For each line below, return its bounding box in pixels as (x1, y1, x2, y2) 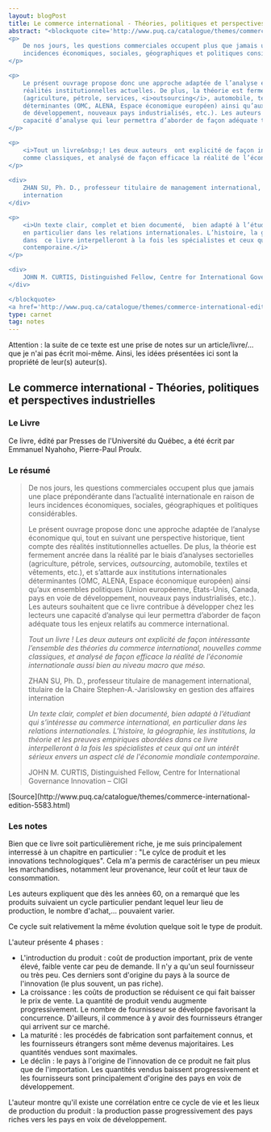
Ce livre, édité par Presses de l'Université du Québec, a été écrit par (8, 436, 236, 446)
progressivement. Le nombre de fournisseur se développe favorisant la (19, 1004, 256, 1015)
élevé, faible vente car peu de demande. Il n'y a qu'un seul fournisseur (19, 961, 255, 971)
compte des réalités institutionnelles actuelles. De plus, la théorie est (27, 542, 256, 551)
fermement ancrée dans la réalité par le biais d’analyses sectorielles (27, 551, 254, 560)
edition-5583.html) (8, 800, 71, 810)
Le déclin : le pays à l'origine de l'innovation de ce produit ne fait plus (19, 1056, 252, 1066)
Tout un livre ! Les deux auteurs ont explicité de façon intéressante (27, 635, 251, 644)
